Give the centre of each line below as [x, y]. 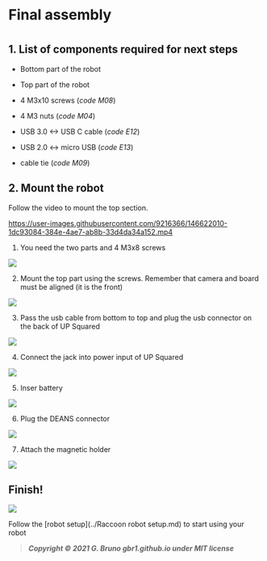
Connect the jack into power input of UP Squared [102, 357]
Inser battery [41, 387]
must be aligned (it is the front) [71, 287]
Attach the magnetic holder [65, 449]
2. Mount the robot [56, 188]
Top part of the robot [55, 84]
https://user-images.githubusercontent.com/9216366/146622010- [118, 223]
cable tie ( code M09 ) [55, 162]
